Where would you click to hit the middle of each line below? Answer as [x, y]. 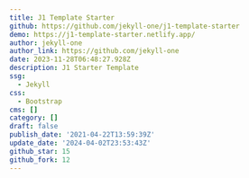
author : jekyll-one [46, 43]
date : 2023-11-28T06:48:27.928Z [70, 59]
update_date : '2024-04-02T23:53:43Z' [80, 143]
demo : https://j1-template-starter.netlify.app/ [102, 34]
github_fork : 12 [40, 160]
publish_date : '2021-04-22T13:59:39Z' [82, 135]
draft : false [34, 127]
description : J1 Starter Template [74, 68]
